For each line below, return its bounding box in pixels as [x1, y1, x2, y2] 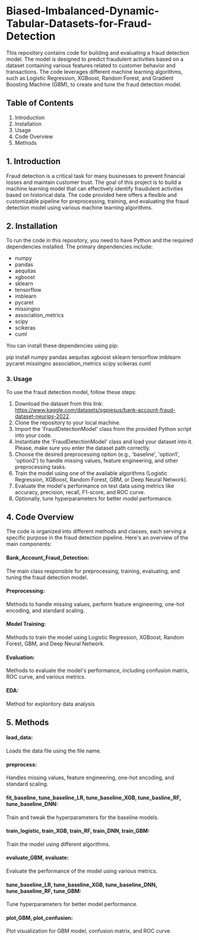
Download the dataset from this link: [14, 400, 104, 407]
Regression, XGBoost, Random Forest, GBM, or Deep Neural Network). [14, 476, 188, 483]
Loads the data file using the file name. [6, 747, 102, 754]
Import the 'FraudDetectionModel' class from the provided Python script [14, 425, 192, 432]
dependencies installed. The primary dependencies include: [6, 243, 153, 251]
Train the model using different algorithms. [6, 841, 110, 848]
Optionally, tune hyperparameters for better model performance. [14, 495, 173, 502]
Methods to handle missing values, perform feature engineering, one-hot [6, 600, 185, 608]
